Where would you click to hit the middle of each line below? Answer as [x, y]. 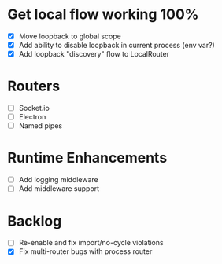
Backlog [35, 221]
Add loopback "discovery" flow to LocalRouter [94, 54]
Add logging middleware [59, 180]
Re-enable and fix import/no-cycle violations [91, 243]
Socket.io [34, 108]
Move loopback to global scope [70, 36]
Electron [32, 117]
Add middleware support [59, 189]
